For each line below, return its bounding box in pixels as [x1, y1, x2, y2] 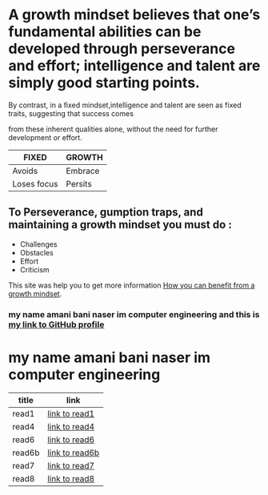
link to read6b [47, 447, 100, 458]
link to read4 [47, 421, 94, 432]
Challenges [19, 239, 58, 249]
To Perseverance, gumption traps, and [8, 206, 204, 219]
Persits [66, 178, 92, 189]
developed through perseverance [8, 40, 236, 58]
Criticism [19, 264, 50, 274]
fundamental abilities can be [8, 22, 202, 41]
